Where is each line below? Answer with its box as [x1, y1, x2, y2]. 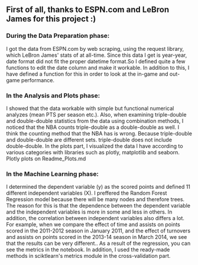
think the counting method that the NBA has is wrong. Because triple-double [6, 130, 192, 137]
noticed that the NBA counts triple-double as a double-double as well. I [6, 124, 179, 131]
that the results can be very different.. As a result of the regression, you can [6, 240, 191, 247]
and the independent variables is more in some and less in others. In [6, 208, 173, 215]
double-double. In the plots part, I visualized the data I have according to [6, 142, 183, 150]
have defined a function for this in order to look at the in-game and [6, 70, 168, 77]
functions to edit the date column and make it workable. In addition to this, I [6, 64, 190, 71]
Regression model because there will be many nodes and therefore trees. [6, 196, 185, 203]
